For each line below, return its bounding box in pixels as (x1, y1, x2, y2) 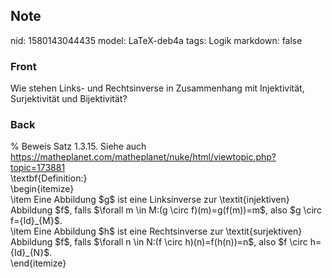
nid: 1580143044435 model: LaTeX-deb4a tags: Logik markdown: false (10, 34, 303, 46)
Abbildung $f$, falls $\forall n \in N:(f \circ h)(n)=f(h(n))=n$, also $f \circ (10, 236, 308, 248)
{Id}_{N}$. (10, 247, 53, 259)
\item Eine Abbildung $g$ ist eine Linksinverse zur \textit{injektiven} (10, 194, 290, 206)
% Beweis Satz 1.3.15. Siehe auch (10, 140, 147, 153)
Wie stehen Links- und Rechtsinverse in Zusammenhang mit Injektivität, (10, 82, 305, 94)
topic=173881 (10, 162, 66, 174)
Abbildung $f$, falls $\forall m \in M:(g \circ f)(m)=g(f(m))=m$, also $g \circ (10, 204, 322, 216)
